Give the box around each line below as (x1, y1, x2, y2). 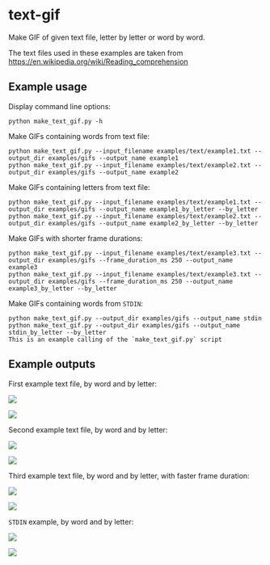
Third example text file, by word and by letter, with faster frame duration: (8, 470, 250, 480)
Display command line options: (8, 101, 112, 111)
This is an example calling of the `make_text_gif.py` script (8, 335, 222, 344)
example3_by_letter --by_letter (8, 285, 117, 293)
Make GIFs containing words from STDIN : (8, 298, 143, 308)
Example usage (8, 80, 87, 94)
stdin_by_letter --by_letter (8, 328, 107, 336)
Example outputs (8, 357, 95, 371)
